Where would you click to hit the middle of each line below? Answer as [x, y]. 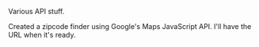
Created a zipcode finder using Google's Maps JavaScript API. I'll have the [130, 26]
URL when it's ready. [42, 35]
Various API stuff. [36, 11]
